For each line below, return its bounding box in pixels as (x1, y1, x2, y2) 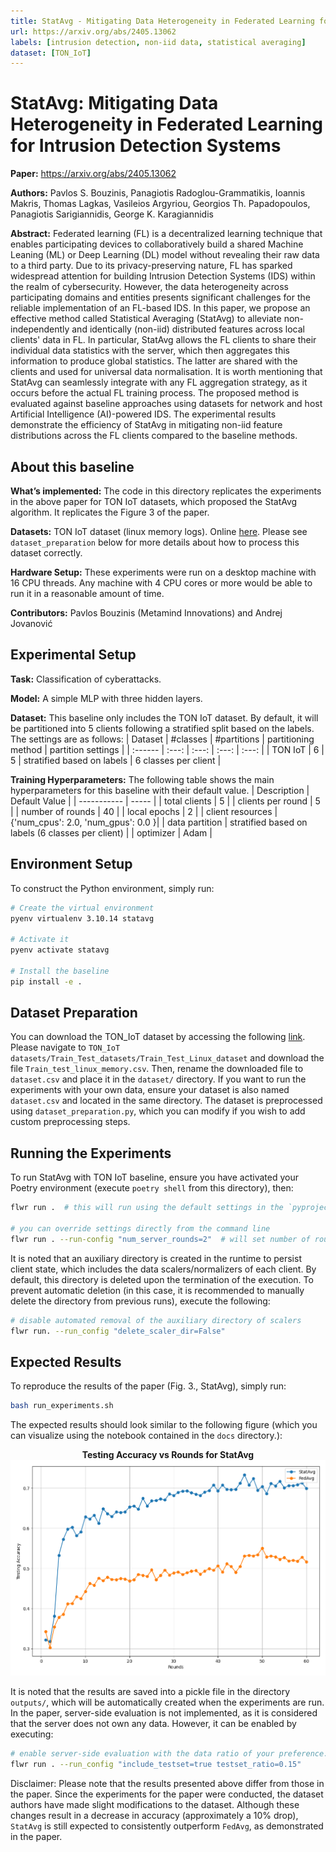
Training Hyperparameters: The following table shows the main (10, 773, 275, 785)
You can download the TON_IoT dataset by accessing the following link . (10, 1031, 306, 1043)
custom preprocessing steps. (10, 1116, 131, 1128)
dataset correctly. (10, 547, 83, 559)
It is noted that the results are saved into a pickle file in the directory (10, 1686, 291, 1698)
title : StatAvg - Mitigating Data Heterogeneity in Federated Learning (10, 16, 315, 26)
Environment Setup (10, 856, 133, 873)
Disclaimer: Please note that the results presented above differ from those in (10, 1777, 325, 1789)
